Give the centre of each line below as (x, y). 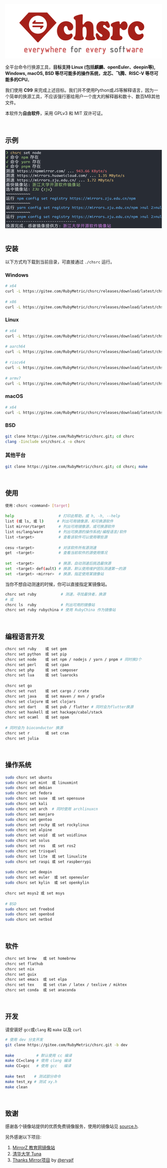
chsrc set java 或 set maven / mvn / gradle (55, 696)
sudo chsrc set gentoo (29, 819)
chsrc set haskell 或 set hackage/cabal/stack (54, 712)
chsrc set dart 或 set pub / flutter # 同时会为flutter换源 (69, 707)
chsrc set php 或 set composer (42, 670)
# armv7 (13, 378)
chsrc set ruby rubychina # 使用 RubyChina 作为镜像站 (60, 610)
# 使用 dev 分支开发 (24, 1040)
